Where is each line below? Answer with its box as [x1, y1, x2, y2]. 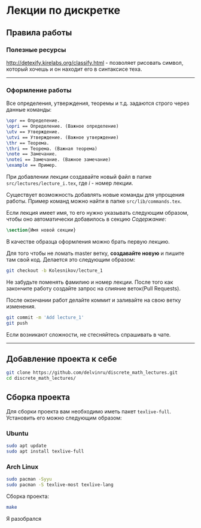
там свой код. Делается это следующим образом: [6, 256, 136, 263]
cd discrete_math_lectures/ [6, 376, 77, 382]
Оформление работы [6, 86, 72, 94]
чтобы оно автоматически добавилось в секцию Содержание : [6, 215, 166, 223]
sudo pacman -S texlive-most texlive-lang [6, 482, 114, 488]
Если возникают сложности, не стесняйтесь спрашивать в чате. [6, 331, 171, 338]
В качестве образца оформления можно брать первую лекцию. [6, 238, 170, 245]
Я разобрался [6, 515, 42, 522]
